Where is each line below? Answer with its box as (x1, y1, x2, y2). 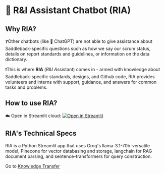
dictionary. (5, 56, 28, 62)
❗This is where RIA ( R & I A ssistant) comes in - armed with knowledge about (5, 67, 160, 72)
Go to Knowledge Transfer (5, 163, 60, 169)
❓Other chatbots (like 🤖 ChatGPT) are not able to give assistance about (5, 38, 153, 44)
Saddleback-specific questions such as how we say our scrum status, (5, 45, 151, 51)
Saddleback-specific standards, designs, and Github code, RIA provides (5, 74, 155, 80)
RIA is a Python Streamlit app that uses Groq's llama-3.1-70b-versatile (5, 142, 150, 148)
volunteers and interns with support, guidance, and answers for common (5, 79, 157, 85)
